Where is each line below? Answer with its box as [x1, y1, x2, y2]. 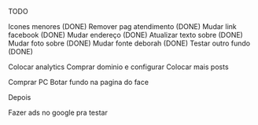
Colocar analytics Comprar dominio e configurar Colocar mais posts [8, 62, 230, 72]
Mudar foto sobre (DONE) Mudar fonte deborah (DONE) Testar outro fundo [8, 39, 250, 48]
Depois [8, 93, 31, 101]
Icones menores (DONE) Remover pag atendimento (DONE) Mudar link [8, 22, 238, 31]
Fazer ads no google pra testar [8, 108, 108, 117]
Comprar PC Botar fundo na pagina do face [8, 78, 149, 86]
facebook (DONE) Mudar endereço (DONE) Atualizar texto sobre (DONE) [8, 31, 244, 39]
